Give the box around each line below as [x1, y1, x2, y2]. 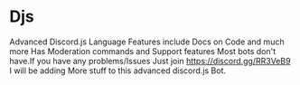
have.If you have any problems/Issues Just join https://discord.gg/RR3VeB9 [9, 55, 291, 66]
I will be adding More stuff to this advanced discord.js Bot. [9, 65, 227, 76]
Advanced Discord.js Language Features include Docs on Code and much [9, 36, 285, 47]
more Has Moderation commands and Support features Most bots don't [9, 45, 277, 56]
